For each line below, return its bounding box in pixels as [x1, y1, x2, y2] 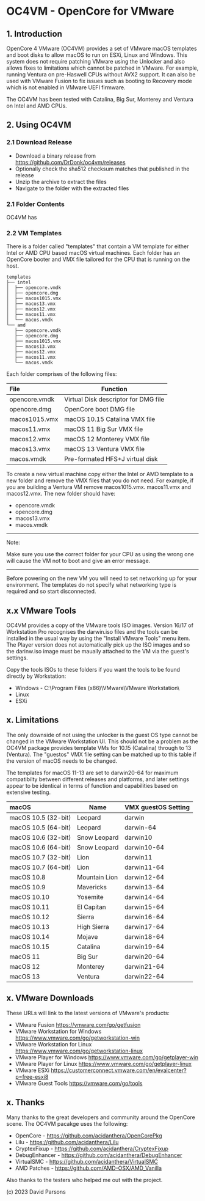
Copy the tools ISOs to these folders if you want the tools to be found [6, 666, 181, 674]
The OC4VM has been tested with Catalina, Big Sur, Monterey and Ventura [6, 96, 193, 103]
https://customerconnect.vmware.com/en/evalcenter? [51, 1067, 187, 1074]
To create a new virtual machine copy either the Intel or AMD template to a [6, 471, 193, 478]
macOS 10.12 [9, 913, 50, 921]
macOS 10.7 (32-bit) [9, 853, 71, 861]
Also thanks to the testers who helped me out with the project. [6, 1176, 163, 1183]
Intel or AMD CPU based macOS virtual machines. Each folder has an [6, 249, 180, 257]
